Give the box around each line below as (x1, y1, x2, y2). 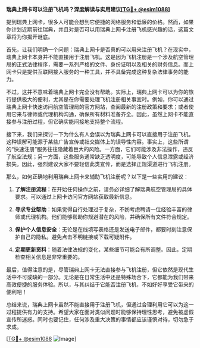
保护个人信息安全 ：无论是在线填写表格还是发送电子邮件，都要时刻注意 (14, 226, 187, 233)
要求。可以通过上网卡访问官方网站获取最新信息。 (14, 193, 135, 200)
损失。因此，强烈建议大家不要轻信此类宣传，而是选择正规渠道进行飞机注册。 (6, 161, 194, 167)
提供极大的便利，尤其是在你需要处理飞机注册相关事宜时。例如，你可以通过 (11, 96, 194, 103)
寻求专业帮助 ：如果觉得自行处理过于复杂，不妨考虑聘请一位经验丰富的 (14, 206, 187, 213)
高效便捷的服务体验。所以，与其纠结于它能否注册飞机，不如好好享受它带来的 (6, 281, 194, 288)
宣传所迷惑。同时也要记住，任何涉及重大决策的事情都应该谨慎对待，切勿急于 (6, 316, 194, 323)
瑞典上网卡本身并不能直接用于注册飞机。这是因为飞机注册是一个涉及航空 (6, 54, 183, 60)
